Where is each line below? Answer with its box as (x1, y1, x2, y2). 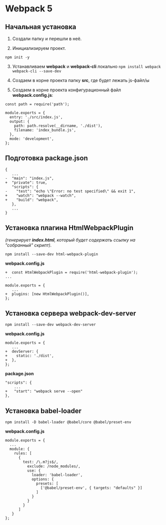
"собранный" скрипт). (5, 242, 52, 248)
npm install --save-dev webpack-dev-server (5, 322, 96, 327)
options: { (31, 477, 54, 482)
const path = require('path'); (5, 102, 70, 107)
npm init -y (5, 55, 30, 60)
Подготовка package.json (5, 154, 88, 162)
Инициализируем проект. (12, 45, 66, 51)
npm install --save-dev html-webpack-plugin (5, 251, 98, 257)
